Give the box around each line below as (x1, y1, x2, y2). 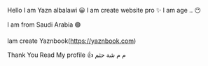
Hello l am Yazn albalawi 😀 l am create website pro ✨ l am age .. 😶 (7, 6, 202, 14)
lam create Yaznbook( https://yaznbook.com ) (7, 37, 137, 45)
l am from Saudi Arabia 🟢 (7, 20, 81, 29)
